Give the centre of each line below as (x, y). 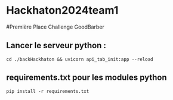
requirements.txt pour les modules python (86, 78)
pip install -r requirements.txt (48, 91)
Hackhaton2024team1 (62, 10)
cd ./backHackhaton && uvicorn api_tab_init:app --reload (80, 59)
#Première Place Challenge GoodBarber (55, 27)
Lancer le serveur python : (56, 46)
